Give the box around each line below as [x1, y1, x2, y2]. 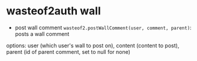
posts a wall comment [14, 30, 70, 37]
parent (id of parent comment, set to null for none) [6, 48, 131, 55]
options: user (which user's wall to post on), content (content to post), [6, 42, 180, 49]
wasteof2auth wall [6, 4, 101, 18]
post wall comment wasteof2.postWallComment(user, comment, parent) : [14, 24, 192, 31]
